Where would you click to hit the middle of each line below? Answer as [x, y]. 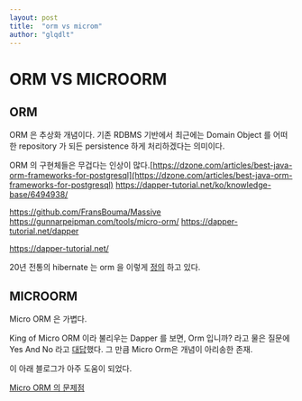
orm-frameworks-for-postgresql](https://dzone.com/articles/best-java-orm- [151, 176]
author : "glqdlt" [42, 34]
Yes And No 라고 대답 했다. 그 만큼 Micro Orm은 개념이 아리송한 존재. [131, 350]
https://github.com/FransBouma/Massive [86, 212]
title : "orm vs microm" [56, 26]
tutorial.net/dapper [44, 232]
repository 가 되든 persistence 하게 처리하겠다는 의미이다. [122, 146]
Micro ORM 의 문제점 [47, 387]
